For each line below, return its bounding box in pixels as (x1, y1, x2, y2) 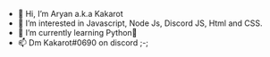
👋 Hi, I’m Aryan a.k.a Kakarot (17, 9, 123, 19)
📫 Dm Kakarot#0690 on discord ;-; (17, 37, 149, 48)
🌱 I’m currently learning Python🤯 (17, 28, 138, 37)
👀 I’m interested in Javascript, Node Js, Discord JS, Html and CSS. (17, 18, 263, 28)
